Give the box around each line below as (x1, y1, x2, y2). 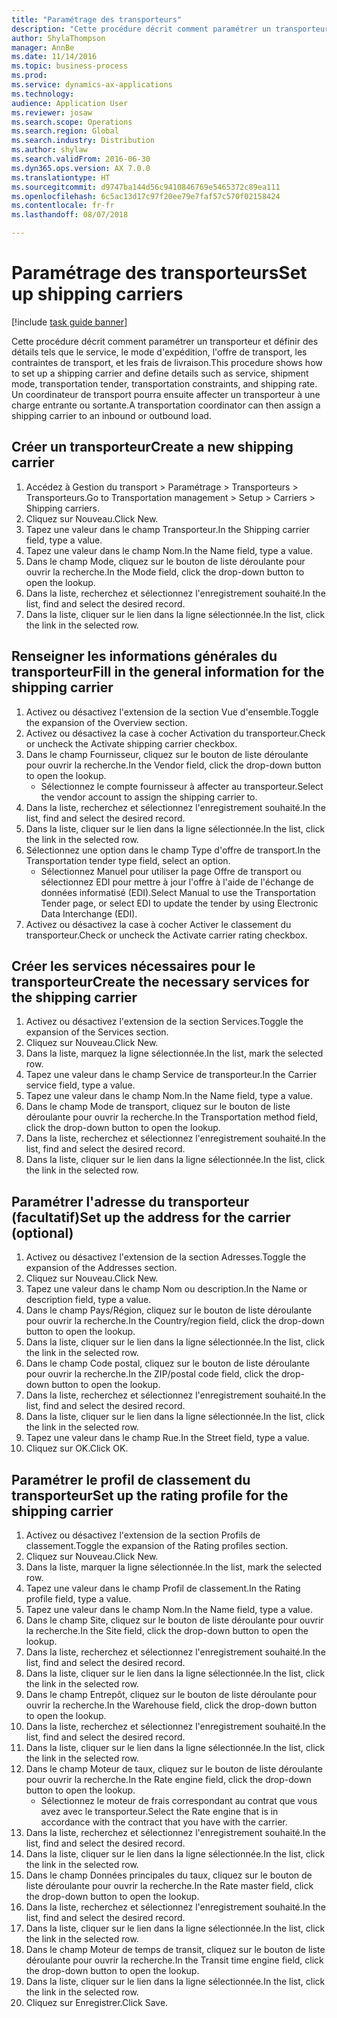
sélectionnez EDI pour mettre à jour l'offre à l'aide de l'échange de (40, 876, 314, 888)
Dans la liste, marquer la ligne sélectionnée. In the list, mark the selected (25, 1561, 323, 1573)
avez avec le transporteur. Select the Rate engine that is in (40, 1806, 279, 1817)
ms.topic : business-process (11, 61, 129, 71)
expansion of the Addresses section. (25, 1262, 178, 1274)
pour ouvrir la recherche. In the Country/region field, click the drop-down (25, 1315, 325, 1327)
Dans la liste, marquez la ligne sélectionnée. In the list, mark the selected (25, 1047, 324, 1060)
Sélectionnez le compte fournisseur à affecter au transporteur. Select (40, 780, 324, 792)
